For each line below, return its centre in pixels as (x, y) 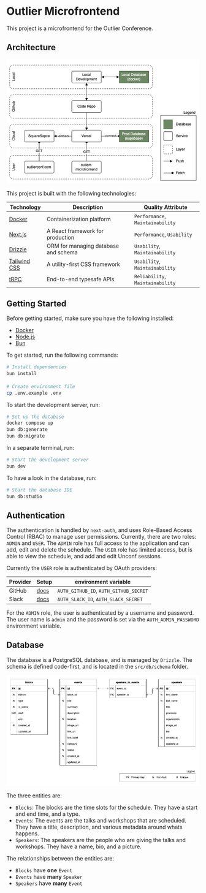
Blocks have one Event (44, 870)
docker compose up (30, 423)
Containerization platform (79, 219)
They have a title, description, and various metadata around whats (99, 827)
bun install (21, 374)
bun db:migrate (26, 436)
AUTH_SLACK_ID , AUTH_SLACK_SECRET (100, 599)
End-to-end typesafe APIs (81, 279)
